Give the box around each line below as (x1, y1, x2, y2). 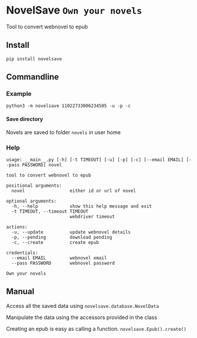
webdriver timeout (69, 213, 115, 219)
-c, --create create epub (11, 239, 99, 245)
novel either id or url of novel (11, 187, 136, 194)
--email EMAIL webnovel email (11, 255, 108, 261)
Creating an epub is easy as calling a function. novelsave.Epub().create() (6, 325, 187, 332)
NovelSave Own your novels (6, 4, 143, 17)
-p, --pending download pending (11, 234, 112, 240)
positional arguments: (6, 183, 62, 188)
